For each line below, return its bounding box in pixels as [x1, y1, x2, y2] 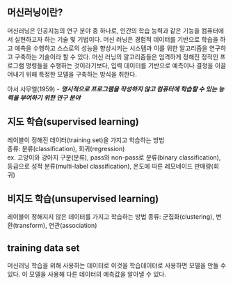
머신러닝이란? [7, 6, 63, 19]
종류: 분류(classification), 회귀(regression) [7, 144, 125, 153]
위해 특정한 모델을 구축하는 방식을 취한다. [25, 70, 138, 78]
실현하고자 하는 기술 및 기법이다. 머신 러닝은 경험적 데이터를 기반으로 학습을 [14, 35, 219, 43]
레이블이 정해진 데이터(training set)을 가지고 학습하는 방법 [7, 135, 165, 144]
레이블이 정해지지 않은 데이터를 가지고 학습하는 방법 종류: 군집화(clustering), [7, 213, 214, 221]
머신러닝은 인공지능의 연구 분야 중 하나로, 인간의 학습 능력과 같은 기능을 [7, 26, 200, 35]
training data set [7, 242, 80, 254]
